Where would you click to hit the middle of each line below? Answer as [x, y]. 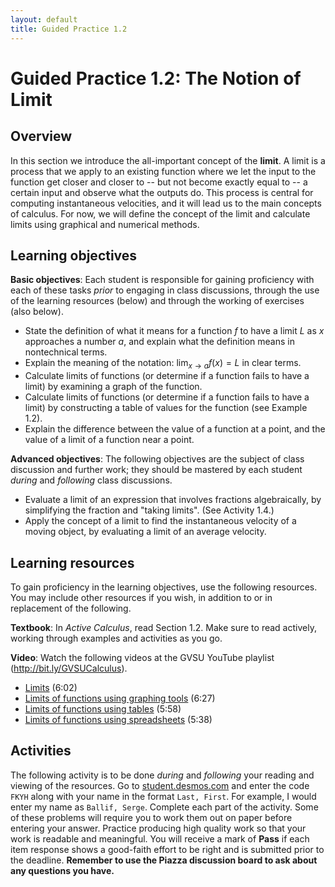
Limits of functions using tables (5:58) [103, 708]
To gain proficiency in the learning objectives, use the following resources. [164, 587]
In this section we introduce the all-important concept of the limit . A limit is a [168, 160]
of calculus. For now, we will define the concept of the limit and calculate [160, 213]
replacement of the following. [71, 608]
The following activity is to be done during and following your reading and [162, 775]
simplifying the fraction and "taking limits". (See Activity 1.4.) [149, 510]
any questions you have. [62, 870]
